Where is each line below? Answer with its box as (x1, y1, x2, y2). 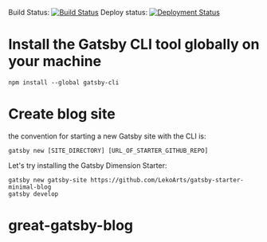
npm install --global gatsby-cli (8, 78, 120, 87)
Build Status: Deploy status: (8, 8, 148, 17)
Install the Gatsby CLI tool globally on (8, 36, 260, 53)
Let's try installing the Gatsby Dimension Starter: (8, 160, 167, 170)
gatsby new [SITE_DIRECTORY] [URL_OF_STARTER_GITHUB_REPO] (8, 146, 209, 154)
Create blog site (8, 105, 116, 123)
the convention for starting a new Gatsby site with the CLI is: (8, 131, 206, 141)
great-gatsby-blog (8, 217, 134, 235)
